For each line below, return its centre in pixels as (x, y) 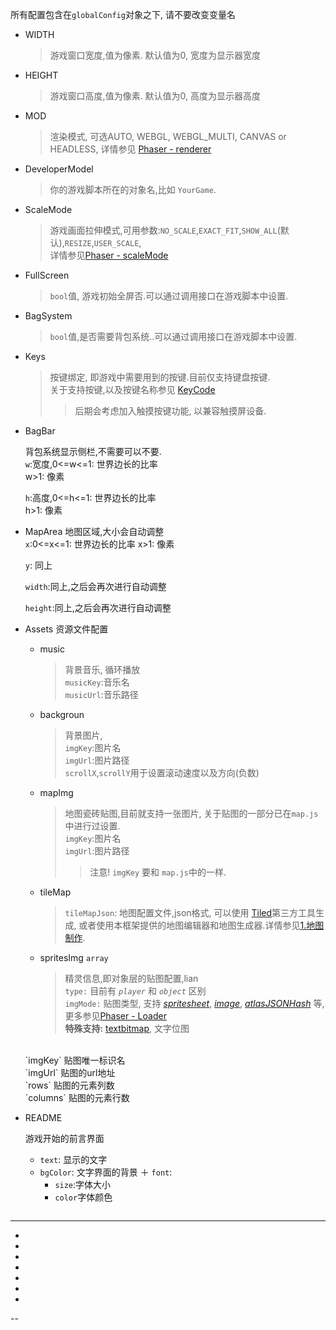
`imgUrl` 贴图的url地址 (70, 1072)
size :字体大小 (83, 1184)
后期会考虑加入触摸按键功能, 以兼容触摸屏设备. (170, 411)
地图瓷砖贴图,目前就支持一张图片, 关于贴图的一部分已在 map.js (191, 813)
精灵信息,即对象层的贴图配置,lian (131, 978)
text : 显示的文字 (73, 1159)
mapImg (56, 792)
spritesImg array (74, 957)
